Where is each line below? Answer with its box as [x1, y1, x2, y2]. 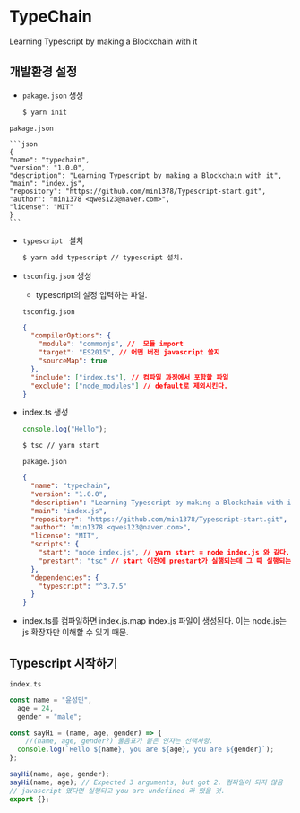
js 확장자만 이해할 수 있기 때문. [21, 626, 129, 638]
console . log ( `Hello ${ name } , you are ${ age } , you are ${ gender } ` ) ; [17, 745, 275, 755]
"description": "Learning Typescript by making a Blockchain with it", [9, 170, 282, 180]
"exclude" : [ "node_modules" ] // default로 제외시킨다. [30, 381, 228, 390]
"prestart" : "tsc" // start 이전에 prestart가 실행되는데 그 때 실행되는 [39, 556, 292, 565]
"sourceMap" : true [39, 356, 107, 365]
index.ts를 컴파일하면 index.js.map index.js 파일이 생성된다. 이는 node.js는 [21, 616, 287, 626]
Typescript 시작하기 [9, 655, 118, 670]
